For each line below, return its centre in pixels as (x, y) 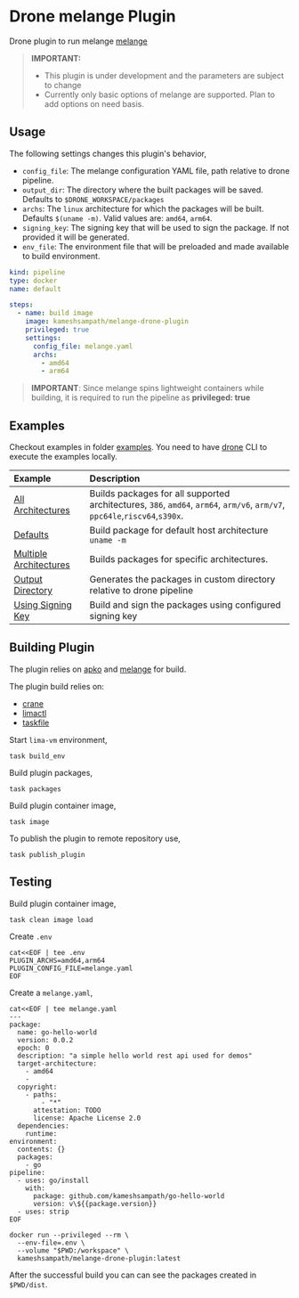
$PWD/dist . (28, 1284)
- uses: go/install (53, 1180)
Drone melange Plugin (93, 16)
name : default (36, 289)
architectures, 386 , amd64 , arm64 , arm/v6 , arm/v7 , (187, 505)
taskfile (36, 722)
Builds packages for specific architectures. (179, 559)
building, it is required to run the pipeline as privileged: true (141, 397)
